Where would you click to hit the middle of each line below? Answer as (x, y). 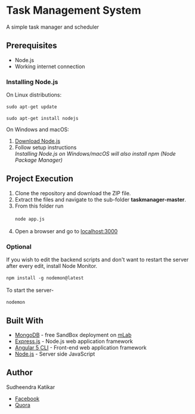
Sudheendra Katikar (31, 387)
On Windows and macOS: (38, 129)
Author (19, 373)
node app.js (30, 219)
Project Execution (40, 179)
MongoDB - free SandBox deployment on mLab (73, 335)
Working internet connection (50, 66)
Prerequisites (32, 46)
